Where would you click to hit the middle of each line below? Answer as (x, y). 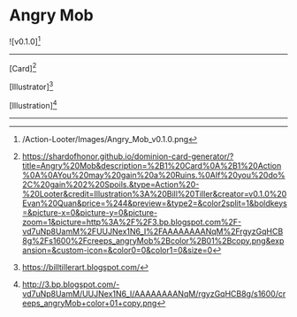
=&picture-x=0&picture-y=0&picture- (89, 212)
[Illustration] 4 (33, 104)
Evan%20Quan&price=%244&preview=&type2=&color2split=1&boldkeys (154, 203)
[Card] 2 (23, 67)
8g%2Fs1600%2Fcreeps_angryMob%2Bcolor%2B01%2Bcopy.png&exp (153, 240)
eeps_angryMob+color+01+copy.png (89, 303)
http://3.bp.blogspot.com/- (71, 284)
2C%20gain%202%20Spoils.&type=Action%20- (110, 184)
